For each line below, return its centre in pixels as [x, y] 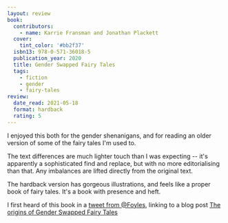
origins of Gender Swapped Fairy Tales [63, 212]
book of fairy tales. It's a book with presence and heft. [84, 191]
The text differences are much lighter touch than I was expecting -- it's [107, 156]
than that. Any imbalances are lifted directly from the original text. [100, 171]
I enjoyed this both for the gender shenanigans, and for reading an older [110, 136]
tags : [21, 71]
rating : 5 [27, 116]
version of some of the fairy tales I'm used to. [72, 142]
